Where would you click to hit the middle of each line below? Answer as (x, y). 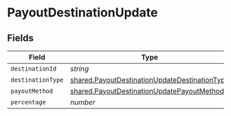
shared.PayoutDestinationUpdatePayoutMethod (147, 91)
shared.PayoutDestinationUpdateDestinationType (150, 80)
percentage (28, 102)
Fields (21, 38)
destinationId (34, 69)
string (79, 69)
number (82, 102)
